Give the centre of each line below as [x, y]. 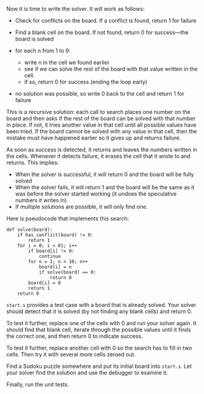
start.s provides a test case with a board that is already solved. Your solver [101, 305]
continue [50, 256]
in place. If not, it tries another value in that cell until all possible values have [101, 125]
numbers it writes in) [41, 200]
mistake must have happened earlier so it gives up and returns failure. [93, 138]
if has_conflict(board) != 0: [56, 235]
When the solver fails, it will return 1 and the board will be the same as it [105, 187]
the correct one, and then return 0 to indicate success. [75, 336]
